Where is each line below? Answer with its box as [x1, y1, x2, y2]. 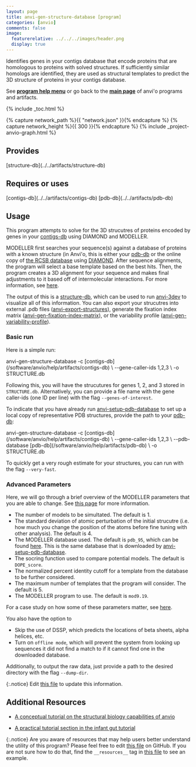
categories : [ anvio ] [6, 19, 57, 25]
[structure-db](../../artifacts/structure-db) [6, 162, 106, 169]
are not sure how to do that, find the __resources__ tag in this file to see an [6, 748, 185, 755]
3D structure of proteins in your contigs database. [6, 76, 127, 83]
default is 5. [14, 586, 43, 593]
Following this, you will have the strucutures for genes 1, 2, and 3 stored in [6, 381, 185, 388]
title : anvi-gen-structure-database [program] [6, 14, 122, 20]
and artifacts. [6, 93, 38, 100]
